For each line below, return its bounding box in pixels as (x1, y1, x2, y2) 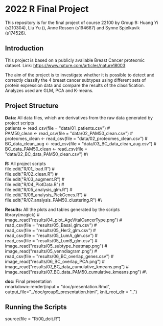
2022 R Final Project (5, 3, 89, 15)
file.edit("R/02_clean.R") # (5, 171, 58, 177)
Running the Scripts (5, 303, 67, 311)
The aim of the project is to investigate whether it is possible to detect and (5, 72, 155, 78)
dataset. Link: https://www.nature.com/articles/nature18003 (5, 62, 126, 68)
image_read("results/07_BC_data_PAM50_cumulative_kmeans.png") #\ (5, 269, 147, 275)
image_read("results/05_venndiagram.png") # (5, 248, 97, 254)
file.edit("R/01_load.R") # (5, 165, 55, 172)
